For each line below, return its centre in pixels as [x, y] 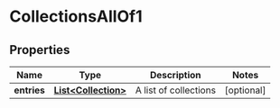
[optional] [245, 90]
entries [29, 90]
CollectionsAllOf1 [76, 17]
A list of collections [176, 90]
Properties [40, 50]
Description [175, 75]
